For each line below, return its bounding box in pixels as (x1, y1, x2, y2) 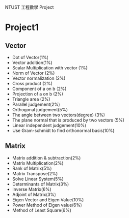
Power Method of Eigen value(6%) (12, 202, 82, 208)
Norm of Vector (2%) (12, 70, 55, 76)
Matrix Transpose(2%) (12, 170, 58, 176)
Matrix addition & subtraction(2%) (12, 155, 81, 161)
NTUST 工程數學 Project (5, 4, 54, 10)
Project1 (5, 22, 39, 33)
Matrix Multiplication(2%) (12, 160, 64, 166)
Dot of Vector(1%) (12, 55, 49, 60)
